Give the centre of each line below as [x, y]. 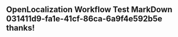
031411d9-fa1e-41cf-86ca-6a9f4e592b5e [84, 19]
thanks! [21, 28]
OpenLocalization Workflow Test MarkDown [89, 10]
